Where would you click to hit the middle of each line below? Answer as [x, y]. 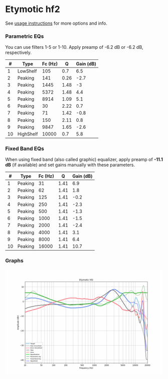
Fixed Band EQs [25, 148]
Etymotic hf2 [33, 9]
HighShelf [28, 134]
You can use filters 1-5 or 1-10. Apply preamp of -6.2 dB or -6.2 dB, [74, 47]
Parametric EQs [25, 36]
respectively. [18, 53]
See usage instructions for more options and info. [56, 23]
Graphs [14, 261]
